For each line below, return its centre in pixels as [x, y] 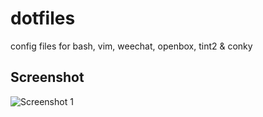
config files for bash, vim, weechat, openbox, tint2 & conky [131, 46]
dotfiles [43, 18]
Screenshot [47, 77]
